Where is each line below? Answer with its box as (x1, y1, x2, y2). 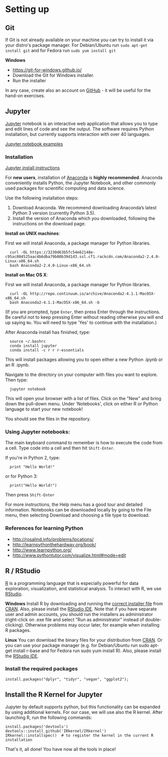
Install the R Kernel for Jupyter (5, 690, 103, 699)
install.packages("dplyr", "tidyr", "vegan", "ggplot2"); (5, 677, 129, 682)
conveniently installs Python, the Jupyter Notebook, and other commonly (5, 180, 156, 186)
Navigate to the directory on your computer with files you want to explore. (5, 371, 158, 377)
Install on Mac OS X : (5, 272, 48, 278)
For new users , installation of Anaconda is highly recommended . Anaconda (5, 175, 163, 181)
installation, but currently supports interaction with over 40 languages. (5, 131, 150, 137)
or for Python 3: (5, 473, 38, 479)
